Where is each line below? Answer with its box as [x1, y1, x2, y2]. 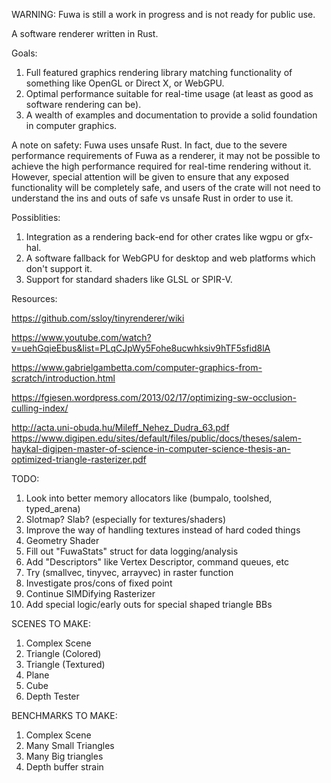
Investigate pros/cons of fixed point [25, 577, 173, 589]
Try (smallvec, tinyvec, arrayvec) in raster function [25, 567, 234, 578]
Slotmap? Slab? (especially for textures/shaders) [25, 514, 227, 525]
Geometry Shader [25, 535, 100, 546]
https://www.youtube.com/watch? [11, 332, 152, 343]
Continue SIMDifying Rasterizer [25, 588, 156, 599]
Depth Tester [25, 690, 80, 702]
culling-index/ [11, 402, 69, 414]
